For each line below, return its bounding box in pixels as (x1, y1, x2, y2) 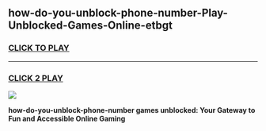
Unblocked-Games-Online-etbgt (8, 19, 173, 33)
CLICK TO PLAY (8, 43, 70, 54)
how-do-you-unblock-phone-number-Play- (8, 6, 228, 20)
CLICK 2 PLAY (8, 72, 63, 83)
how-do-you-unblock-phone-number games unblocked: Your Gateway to (8, 105, 256, 114)
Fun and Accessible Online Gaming (8, 114, 126, 123)
